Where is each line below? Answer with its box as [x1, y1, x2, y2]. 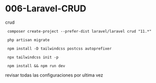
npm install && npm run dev [7, 63, 65, 68]
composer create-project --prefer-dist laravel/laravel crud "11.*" [7, 29, 152, 34]
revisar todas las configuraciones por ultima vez [5, 72, 103, 78]
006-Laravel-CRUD [5, 3, 87, 14]
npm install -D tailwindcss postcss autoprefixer [7, 46, 112, 51]
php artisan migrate [7, 38, 50, 42]
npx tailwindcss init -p [7, 55, 58, 60]
